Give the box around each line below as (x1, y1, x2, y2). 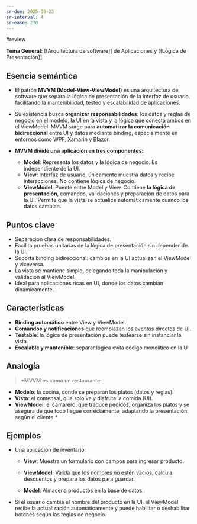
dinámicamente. (14, 286, 54, 293)
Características (6, 303, 64, 313)
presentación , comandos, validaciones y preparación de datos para (23, 190, 190, 197)
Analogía (6, 361, 40, 371)
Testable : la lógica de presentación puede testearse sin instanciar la (14, 331, 182, 338)
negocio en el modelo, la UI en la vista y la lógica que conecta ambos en (14, 117, 191, 124)
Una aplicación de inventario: (14, 446, 86, 454)
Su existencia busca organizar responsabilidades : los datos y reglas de (14, 111, 191, 118)
